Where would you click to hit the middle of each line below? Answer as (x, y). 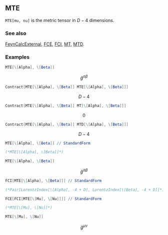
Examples (17, 57)
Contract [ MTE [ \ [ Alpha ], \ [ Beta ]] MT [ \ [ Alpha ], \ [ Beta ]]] (66, 105)
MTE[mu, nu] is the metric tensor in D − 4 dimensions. (60, 20)
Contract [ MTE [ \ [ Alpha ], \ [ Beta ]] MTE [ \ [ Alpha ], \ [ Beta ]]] (67, 87)
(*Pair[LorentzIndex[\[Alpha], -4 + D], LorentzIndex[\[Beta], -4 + (78, 189)
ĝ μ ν (84, 227)
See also (16, 33)
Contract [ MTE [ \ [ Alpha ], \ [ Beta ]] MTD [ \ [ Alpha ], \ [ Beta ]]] (67, 124)
